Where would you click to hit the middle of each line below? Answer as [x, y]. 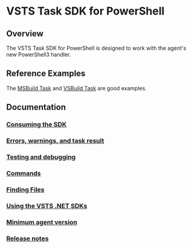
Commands [24, 173]
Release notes [27, 238]
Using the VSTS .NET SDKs [47, 206]
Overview [25, 34]
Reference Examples [46, 74]
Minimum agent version [42, 222]
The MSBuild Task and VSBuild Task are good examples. [76, 88]
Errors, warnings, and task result [55, 141]
